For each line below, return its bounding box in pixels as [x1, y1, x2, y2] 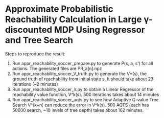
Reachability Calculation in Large [5, 14, 142, 25]
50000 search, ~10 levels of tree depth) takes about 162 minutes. [12, 107, 144, 113]
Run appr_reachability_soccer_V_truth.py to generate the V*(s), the [12, 71, 147, 76]
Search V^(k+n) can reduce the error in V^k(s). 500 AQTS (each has [12, 102, 149, 108]
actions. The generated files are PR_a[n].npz [12, 65, 102, 71]
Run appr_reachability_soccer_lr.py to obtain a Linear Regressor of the [12, 86, 154, 92]
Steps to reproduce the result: [5, 50, 66, 57]
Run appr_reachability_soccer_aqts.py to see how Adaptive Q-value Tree [12, 96, 159, 102]
